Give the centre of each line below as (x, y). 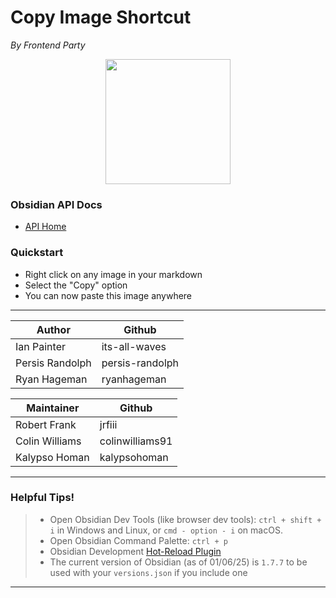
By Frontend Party (48, 45)
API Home (45, 227)
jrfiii (108, 424)
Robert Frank (46, 424)
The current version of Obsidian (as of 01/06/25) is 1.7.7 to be (178, 562)
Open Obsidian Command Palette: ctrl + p (138, 540)
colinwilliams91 (136, 441)
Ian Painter (40, 346)
